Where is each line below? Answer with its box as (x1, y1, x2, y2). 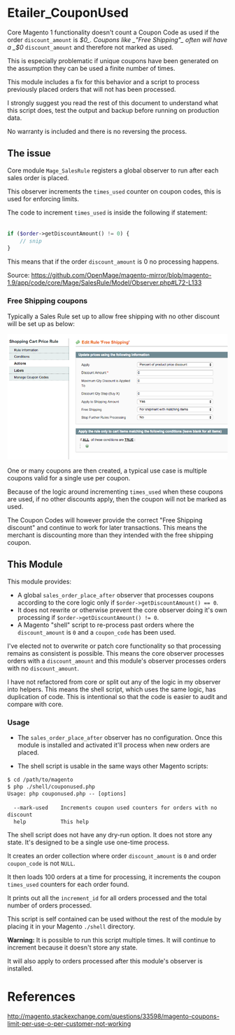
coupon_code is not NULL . (7, 859, 76, 867)
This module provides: (7, 577, 72, 586)
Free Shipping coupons (7, 296, 88, 306)
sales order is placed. (7, 173, 69, 182)
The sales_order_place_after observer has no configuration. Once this (17, 733, 222, 742)
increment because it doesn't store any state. (7, 943, 138, 952)
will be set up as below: (7, 319, 76, 327)
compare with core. (7, 700, 64, 708)
